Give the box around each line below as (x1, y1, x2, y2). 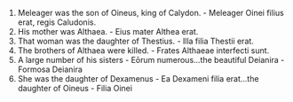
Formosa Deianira (17, 64, 83, 75)
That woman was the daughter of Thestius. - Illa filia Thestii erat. (17, 35, 255, 46)
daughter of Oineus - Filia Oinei (17, 83, 133, 93)
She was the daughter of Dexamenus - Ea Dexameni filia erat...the (17, 74, 259, 83)
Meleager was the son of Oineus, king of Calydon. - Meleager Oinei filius (17, 8, 284, 18)
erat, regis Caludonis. (17, 17, 96, 27)
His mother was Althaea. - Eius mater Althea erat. (17, 27, 199, 36)
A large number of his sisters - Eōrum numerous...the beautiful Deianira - (17, 55, 285, 65)
